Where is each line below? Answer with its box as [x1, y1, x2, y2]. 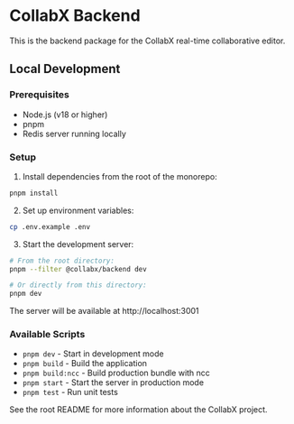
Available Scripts [9, 328, 86, 341]
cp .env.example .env [9, 222, 91, 231]
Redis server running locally [22, 128, 126, 139]
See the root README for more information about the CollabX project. [9, 404, 268, 415]
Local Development [9, 61, 121, 77]
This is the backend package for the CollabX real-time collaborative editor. [9, 35, 286, 46]
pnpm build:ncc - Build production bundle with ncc [22, 367, 210, 379]
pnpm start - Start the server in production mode [22, 377, 205, 388]
